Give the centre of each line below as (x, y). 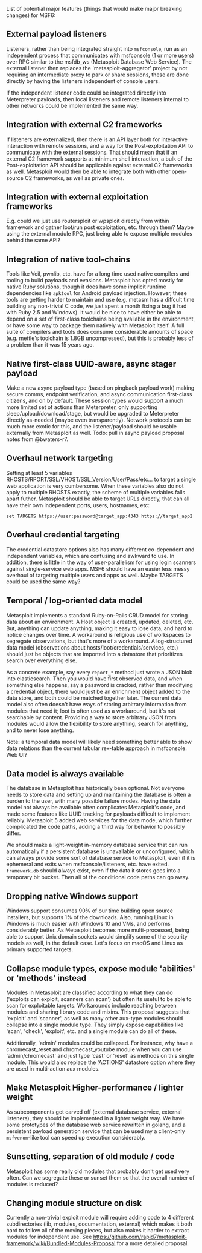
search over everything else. (42, 660)
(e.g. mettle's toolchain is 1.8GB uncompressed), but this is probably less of (100, 338)
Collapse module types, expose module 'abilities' (101, 969)
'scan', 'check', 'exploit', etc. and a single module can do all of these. (91, 1031)
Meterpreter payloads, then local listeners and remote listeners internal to (97, 99)
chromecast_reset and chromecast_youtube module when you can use (94, 1049)
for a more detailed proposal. (153, 1243)
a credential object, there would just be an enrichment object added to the (98, 691)
